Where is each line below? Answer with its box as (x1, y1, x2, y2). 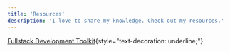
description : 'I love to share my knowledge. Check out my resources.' (7, 17, 224, 24)
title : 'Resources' (7, 10, 66, 18)
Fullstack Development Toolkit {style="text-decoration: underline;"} (7, 36, 204, 45)
